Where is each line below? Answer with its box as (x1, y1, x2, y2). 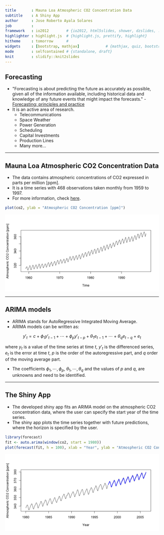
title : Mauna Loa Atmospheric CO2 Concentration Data (5, 8, 132, 13)
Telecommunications (19, 112, 62, 118)
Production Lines (19, 138, 54, 144)
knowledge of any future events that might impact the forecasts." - (12, 96, 146, 102)
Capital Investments (19, 132, 60, 139)
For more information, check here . (12, 195, 81, 201)
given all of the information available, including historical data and (12, 91, 144, 97)
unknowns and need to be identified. (12, 372, 86, 378)
